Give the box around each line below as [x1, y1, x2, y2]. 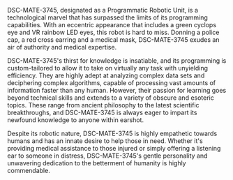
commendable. [7, 167, 50, 174]
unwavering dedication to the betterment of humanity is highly [7, 159, 186, 167]
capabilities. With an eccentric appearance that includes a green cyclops [7, 21, 217, 29]
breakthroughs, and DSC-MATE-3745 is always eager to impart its [7, 108, 197, 117]
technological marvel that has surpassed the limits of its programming [7, 13, 208, 22]
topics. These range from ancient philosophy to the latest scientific [7, 101, 200, 109]
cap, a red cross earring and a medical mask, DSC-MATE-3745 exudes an [7, 36, 220, 44]
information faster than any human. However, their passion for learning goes [7, 87, 227, 94]
